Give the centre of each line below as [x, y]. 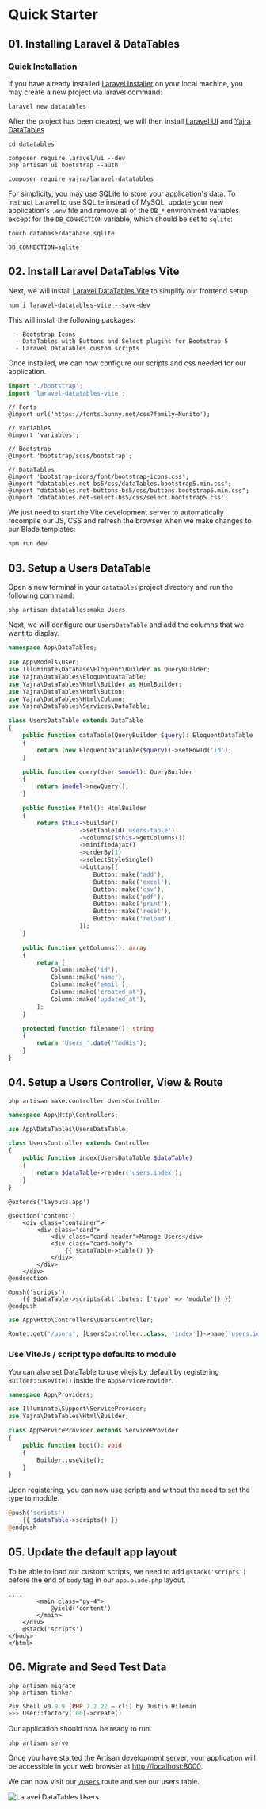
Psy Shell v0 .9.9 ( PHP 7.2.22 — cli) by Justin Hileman [102, 1706]
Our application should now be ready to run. [80, 1729]
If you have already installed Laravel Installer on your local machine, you [126, 83]
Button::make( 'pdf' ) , [129, 897]
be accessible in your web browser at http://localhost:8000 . [106, 1766]
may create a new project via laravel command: [85, 92]
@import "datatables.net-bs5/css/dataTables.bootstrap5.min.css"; [120, 484]
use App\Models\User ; [44, 662]
